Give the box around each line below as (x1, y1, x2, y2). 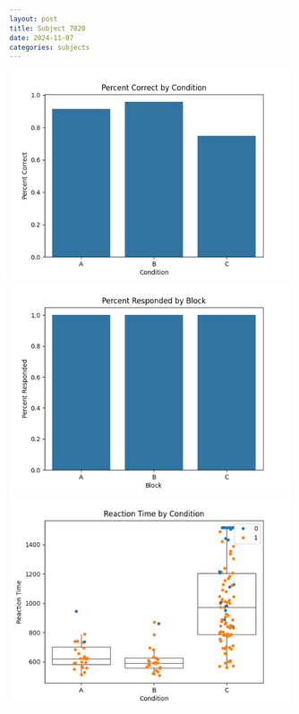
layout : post (9, 14, 58, 23)
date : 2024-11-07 (9, 33, 74, 42)
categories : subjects (9, 43, 90, 52)
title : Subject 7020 (9, 23, 87, 33)
